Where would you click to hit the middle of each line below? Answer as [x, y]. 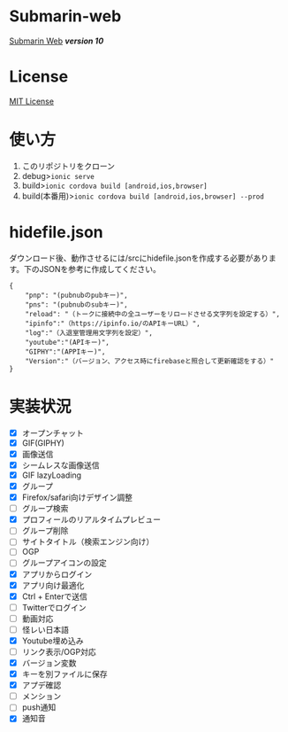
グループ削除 [45, 531]
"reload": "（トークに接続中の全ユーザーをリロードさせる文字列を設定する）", [153, 314]
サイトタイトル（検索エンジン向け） [88, 541]
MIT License [32, 101]
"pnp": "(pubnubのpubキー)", [76, 295]
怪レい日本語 [45, 629]
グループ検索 [45, 509]
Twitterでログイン [54, 607]
